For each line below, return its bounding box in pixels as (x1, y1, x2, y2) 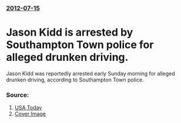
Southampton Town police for (6, 38, 154, 52)
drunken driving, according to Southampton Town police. (6, 76, 144, 83)
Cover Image (14, 110, 46, 118)
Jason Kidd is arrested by (6, 26, 133, 39)
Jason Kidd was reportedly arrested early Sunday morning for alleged (6, 70, 175, 77)
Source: (6, 91, 29, 99)
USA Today (14, 104, 42, 111)
